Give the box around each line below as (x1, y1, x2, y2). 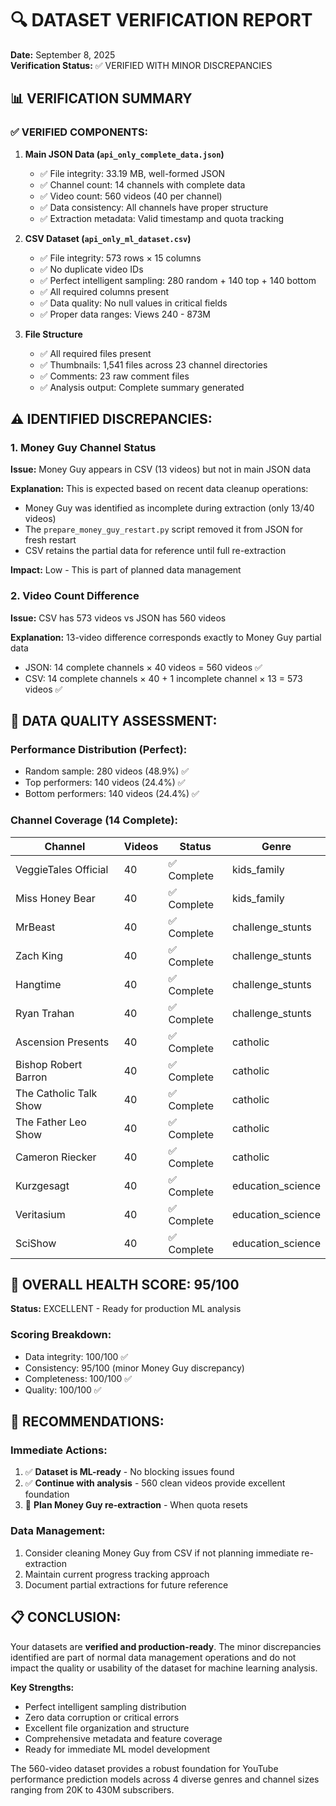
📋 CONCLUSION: (10, 1609, 122, 1626)
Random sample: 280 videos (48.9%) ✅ (24, 765, 190, 777)
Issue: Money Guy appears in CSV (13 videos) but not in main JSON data (10, 463, 312, 476)
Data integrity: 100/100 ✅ (24, 1350, 129, 1362)
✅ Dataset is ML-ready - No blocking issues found (24, 1466, 235, 1478)
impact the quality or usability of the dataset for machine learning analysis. (10, 1662, 318, 1674)
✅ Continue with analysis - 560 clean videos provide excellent (24, 1477, 286, 1489)
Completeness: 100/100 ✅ (24, 1372, 133, 1384)
